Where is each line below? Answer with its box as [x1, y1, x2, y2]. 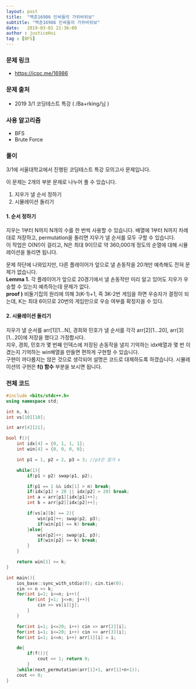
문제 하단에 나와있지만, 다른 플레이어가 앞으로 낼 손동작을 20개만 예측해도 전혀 [6, 261, 184, 268]
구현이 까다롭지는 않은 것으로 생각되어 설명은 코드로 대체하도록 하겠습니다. [6, 355, 175, 363]
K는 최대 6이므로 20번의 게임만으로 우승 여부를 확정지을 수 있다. [18, 298, 164, 305]
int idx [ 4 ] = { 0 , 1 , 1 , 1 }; [16, 441, 85, 447]
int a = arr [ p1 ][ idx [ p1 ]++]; [27, 494, 98, 501]
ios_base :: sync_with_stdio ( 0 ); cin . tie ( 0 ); [16, 580, 125, 586]
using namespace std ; [6, 398, 59, 404]
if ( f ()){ [27, 650, 49, 656]
